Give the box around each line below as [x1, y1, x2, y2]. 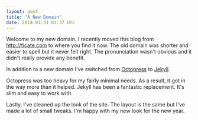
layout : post [6, 8, 38, 15]
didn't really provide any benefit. [6, 54, 86, 62]
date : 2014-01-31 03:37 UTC [6, 19, 76, 25]
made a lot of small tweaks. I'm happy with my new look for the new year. [6, 107, 185, 115]
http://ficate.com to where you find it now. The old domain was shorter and [6, 42, 189, 49]
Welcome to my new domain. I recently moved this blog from [6, 36, 154, 43]
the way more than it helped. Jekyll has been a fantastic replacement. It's [6, 84, 184, 91]
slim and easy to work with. [6, 89, 73, 97]
